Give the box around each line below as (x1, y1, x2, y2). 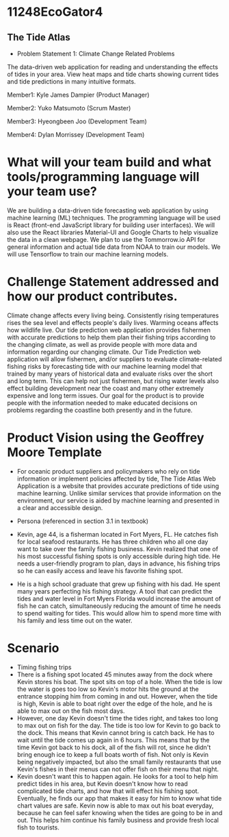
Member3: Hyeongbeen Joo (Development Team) (7, 117, 147, 125)
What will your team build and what (7, 155, 212, 170)
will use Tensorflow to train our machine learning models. (7, 250, 169, 258)
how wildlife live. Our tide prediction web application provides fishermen (7, 326, 211, 334)
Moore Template (7, 445, 103, 460)
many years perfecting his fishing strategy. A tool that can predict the (16, 587, 213, 595)
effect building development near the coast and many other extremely (7, 384, 204, 392)
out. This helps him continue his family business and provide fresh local (16, 816, 219, 824)
